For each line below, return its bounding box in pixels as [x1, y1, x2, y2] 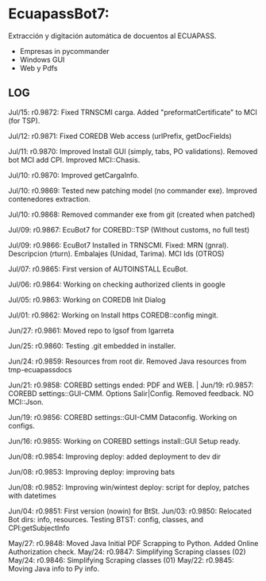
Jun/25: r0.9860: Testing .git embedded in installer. [8, 341, 176, 350]
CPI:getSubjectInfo [8, 523, 70, 533]
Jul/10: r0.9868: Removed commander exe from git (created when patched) [8, 210, 256, 219]
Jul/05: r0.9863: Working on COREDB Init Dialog [8, 294, 166, 304]
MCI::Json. [8, 397, 44, 406]
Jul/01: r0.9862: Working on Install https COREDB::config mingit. [8, 310, 218, 320]
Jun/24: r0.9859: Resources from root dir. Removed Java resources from [8, 356, 247, 366]
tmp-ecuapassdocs [8, 364, 72, 374]
